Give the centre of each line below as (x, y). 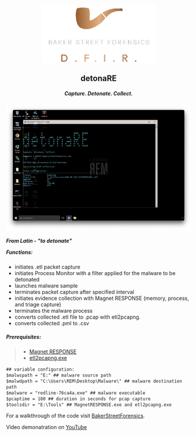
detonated (27, 280)
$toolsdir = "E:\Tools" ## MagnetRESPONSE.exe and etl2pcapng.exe (89, 405)
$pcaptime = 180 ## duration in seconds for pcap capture (78, 399)
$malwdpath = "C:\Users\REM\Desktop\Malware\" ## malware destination (94, 381)
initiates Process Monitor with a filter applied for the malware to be (95, 273)
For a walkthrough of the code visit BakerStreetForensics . (76, 416)
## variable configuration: (40, 369)
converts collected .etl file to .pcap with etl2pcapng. (77, 317)
